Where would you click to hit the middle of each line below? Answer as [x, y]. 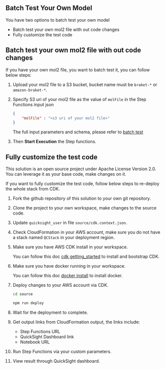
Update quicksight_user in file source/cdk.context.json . [70, 223]
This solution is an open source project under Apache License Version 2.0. [81, 169]
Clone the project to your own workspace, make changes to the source [84, 208]
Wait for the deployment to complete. [50, 312]
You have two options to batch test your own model [58, 20]
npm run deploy [28, 303]
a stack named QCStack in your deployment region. [64, 238]
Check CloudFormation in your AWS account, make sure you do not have [86, 232]
